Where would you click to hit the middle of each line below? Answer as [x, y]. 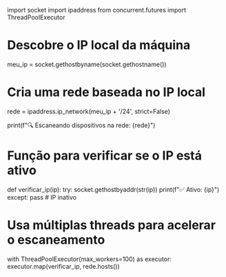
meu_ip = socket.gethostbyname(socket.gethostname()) [87, 64]
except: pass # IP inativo [42, 197]
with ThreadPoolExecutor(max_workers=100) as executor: [90, 259]
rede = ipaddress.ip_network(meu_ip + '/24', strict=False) [89, 111]
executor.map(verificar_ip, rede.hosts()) [64, 266]
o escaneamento [56, 240]
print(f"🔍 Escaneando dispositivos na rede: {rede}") [81, 125]
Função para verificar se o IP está [104, 156]
